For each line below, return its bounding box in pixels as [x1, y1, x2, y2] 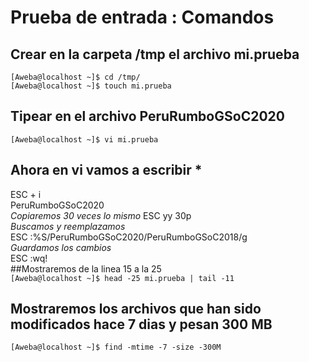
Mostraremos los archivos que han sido [10, 301, 262, 318]
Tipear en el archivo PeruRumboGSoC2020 [10, 108, 285, 125]
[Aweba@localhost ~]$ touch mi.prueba [10, 81, 172, 91]
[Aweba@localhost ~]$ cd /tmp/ [10, 72, 141, 82]
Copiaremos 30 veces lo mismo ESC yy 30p [10, 209, 192, 221]
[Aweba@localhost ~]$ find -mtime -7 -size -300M [10, 342, 222, 353]
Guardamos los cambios [10, 241, 112, 253]
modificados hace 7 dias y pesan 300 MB [10, 316, 273, 333]
